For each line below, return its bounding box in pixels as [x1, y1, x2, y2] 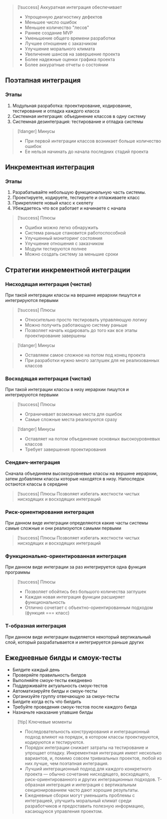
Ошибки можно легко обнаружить [24, 224, 99, 230]
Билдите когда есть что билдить [12, 698, 81, 704]
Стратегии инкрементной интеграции [5, 265, 131, 274]
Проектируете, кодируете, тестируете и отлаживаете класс [12, 194, 140, 200]
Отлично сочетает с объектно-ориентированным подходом [24, 604, 153, 610]
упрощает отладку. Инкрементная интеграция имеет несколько [24, 750, 162, 756]
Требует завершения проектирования [24, 446, 106, 452]
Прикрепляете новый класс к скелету [12, 200, 94, 206]
